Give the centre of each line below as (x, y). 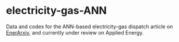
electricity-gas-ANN (56, 11)
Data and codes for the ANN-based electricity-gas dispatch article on (89, 26)
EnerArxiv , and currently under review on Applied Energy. (75, 32)
